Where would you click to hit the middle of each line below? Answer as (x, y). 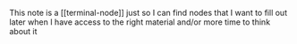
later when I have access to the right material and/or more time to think (140, 22)
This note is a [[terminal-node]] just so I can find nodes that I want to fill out (148, 13)
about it (23, 31)
